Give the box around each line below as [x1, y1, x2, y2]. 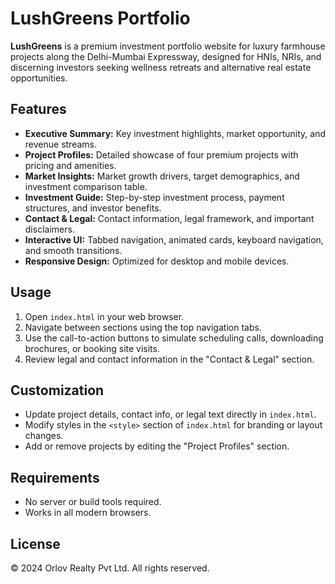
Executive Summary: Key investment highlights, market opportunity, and [24, 127, 327, 139]
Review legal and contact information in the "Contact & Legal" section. [24, 353, 315, 365]
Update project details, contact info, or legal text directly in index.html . [24, 408, 317, 421]
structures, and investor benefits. [24, 202, 162, 214]
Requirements [10, 469, 100, 486]
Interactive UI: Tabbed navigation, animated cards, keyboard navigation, [24, 233, 324, 246]
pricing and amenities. [24, 159, 117, 171]
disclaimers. [24, 223, 75, 235]
